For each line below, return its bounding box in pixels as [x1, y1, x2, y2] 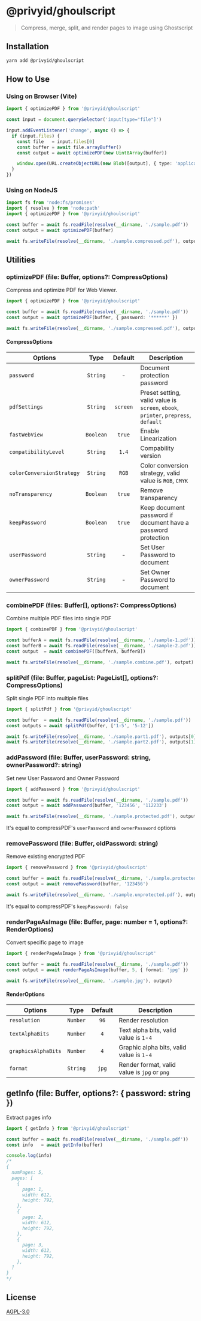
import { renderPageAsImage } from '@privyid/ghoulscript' [6, 951, 157, 957]
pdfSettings [9, 404, 44, 410]
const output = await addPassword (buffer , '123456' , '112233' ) [6, 802, 167, 809]
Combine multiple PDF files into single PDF [6, 615, 112, 622]
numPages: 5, [11, 1170, 44, 1176]
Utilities [6, 255, 36, 265]
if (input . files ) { [11, 133, 60, 139]
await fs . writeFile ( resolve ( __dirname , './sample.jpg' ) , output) [6, 978, 172, 984]
